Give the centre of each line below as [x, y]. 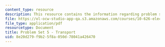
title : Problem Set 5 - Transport [41, 32]
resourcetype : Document [29, 28]
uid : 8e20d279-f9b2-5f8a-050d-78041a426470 [50, 37]
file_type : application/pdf [34, 23]
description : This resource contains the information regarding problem [81, 14]
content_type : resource [29, 10]
